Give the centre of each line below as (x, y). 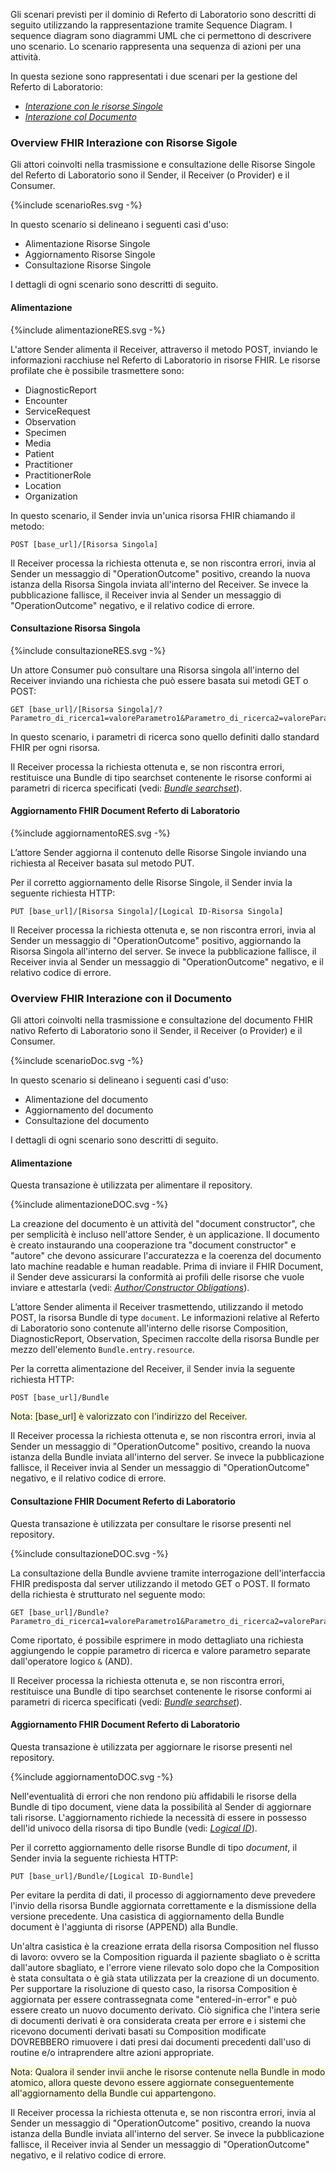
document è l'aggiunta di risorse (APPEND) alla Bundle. (124, 1926)
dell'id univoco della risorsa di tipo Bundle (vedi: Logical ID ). (134, 1828)
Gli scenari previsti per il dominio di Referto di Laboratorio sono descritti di (163, 14)
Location (43, 485)
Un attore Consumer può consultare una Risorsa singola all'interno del (155, 670)
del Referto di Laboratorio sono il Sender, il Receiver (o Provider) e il (150, 175)
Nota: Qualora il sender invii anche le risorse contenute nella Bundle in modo (168, 2071)
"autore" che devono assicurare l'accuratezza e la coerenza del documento (166, 1256)
